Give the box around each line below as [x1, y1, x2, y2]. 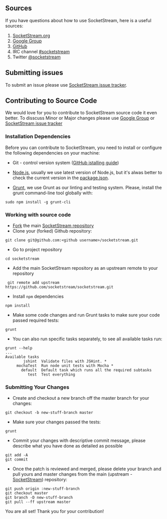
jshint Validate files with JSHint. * [23, 359, 107, 364]
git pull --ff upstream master [5, 499, 71, 505]
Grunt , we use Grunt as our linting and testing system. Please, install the [12, 184, 162, 190]
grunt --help [5, 346, 33, 351]
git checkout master [5, 491, 49, 496]
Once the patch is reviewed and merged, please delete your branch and [12, 466, 161, 472]
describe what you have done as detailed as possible [12, 443, 123, 449]
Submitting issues [5, 68, 63, 77]
